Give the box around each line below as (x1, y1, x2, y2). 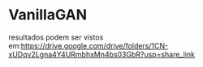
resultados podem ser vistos (8, 32, 104, 42)
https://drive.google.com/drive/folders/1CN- (20, 40, 169, 50)
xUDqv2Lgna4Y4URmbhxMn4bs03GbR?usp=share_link (8, 49, 196, 59)
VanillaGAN (8, 6, 88, 24)
